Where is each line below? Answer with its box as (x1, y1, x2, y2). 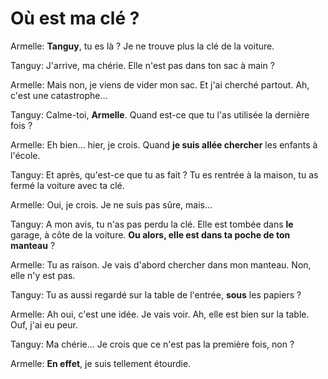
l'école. (10, 149, 41, 161)
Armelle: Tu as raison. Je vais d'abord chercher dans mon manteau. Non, (10, 258, 312, 271)
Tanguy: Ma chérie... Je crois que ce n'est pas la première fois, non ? (10, 338, 295, 350)
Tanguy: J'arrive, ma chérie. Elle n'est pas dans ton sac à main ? (10, 59, 275, 71)
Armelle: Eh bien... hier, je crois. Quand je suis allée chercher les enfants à (10, 138, 318, 151)
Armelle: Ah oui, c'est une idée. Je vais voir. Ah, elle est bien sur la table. (10, 308, 310, 320)
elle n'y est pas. (10, 269, 76, 281)
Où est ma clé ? (10, 7, 140, 30)
